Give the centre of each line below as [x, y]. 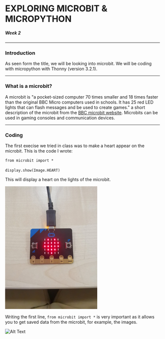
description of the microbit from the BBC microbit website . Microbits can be [82, 112]
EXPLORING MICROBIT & [56, 9]
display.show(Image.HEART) [33, 170]
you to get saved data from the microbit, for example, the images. [71, 322]
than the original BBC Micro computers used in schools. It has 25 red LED [79, 102]
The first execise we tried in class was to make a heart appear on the [75, 146]
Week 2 [13, 33]
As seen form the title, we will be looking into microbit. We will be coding [79, 64]
